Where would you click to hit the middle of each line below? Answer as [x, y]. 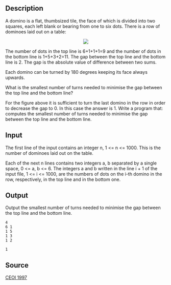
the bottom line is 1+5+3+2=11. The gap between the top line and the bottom [86, 56]
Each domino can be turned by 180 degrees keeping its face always [77, 72]
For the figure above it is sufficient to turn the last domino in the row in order [86, 103]
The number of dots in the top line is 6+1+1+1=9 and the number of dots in [83, 51]
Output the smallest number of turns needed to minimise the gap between [83, 208]
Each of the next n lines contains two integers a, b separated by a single [81, 163]
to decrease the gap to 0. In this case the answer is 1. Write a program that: [84, 108]
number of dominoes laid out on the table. [49, 153]
